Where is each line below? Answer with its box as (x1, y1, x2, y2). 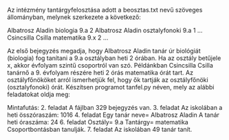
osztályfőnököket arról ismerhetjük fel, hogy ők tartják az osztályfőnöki (7, 76, 208, 84)
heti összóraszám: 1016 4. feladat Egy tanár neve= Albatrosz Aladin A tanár (7, 111, 220, 119)
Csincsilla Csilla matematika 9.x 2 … (7, 33, 109, 42)
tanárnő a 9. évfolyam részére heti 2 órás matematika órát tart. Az (7, 68, 194, 76)
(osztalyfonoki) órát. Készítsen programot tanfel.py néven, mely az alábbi (7, 83, 215, 91)
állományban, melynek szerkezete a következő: (7, 13, 141, 21)
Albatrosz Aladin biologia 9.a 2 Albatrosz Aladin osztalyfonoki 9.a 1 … (7, 27, 203, 34)
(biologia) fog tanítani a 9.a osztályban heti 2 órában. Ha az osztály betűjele (7, 54, 221, 62)
